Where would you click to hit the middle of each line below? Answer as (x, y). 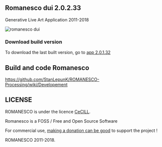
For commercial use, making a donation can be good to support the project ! (81, 130)
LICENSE (19, 100)
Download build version (34, 42)
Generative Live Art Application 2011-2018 (47, 19)
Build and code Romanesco (47, 68)
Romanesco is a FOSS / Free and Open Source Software (61, 121)
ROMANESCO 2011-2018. (30, 140)
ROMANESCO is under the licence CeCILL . (48, 111)
